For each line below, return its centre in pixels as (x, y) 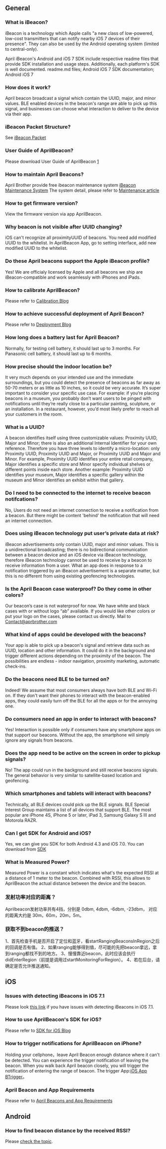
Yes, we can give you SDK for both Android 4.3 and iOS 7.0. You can (75, 843)
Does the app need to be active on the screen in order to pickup (83, 753)
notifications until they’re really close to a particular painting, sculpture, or (80, 403)
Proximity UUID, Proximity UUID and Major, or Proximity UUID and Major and (83, 454)
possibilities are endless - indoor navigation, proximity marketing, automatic (83, 661)
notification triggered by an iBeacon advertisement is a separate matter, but (82, 570)
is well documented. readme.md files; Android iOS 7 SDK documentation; (80, 69)
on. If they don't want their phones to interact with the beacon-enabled (78, 695)
